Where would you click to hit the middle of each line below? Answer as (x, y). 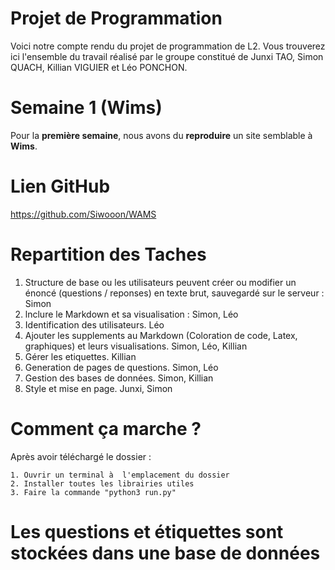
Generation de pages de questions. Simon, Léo (121, 367)
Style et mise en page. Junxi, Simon (98, 388)
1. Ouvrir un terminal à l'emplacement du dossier (120, 475)
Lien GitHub (60, 186)
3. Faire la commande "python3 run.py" (93, 492)
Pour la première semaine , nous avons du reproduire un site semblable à (161, 135)
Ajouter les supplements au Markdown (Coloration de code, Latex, (161, 335)
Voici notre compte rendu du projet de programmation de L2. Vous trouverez (168, 46)
